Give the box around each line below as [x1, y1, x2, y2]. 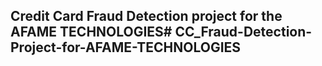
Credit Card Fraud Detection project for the [10, 8, 283, 25]
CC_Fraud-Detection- [174, 24, 313, 41]
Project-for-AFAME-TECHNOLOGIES [10, 39, 242, 56]
